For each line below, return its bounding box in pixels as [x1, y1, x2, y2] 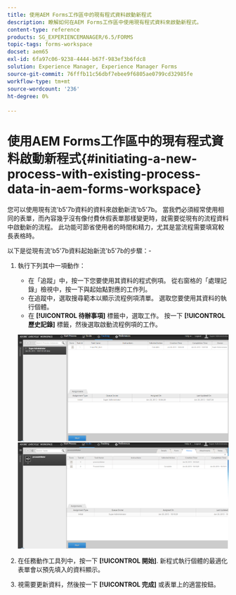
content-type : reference [7, 26, 80, 33]
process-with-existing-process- [7, 166, 202, 182]
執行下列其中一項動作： [17, 262, 86, 270]
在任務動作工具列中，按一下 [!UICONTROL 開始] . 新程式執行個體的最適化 [17, 556, 228, 565]
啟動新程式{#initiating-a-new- [20, 151, 198, 167]
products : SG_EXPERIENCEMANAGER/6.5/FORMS [7, 34, 133, 41]
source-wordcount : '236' [7, 85, 80, 93]
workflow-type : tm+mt [7, 78, 71, 85]
